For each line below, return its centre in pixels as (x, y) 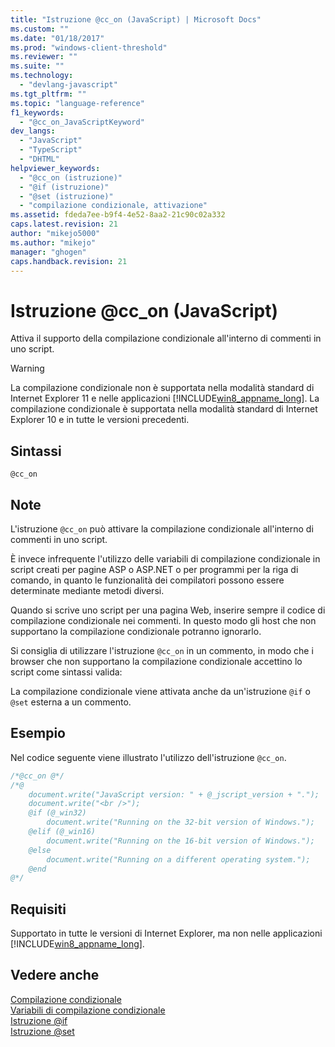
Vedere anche (55, 975)
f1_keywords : (37, 112)
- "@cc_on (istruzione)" (71, 177)
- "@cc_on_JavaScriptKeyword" (82, 122)
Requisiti (38, 909)
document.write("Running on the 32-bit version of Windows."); (180, 822)
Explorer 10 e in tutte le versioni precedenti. (100, 420)
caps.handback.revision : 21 (69, 261)
